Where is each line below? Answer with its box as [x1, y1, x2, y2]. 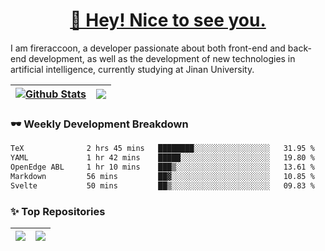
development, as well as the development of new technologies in [28, 52, 296, 64]
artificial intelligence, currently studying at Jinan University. [10, 63, 255, 75]
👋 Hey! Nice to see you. [69, 9, 267, 32]
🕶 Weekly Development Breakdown [10, 117, 189, 131]
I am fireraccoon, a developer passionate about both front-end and [10, 42, 286, 54]
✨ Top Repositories [10, 204, 106, 218]
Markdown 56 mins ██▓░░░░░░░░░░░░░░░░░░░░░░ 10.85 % [10, 171, 315, 181]
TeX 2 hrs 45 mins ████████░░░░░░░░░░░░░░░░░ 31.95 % [10, 144, 315, 154]
